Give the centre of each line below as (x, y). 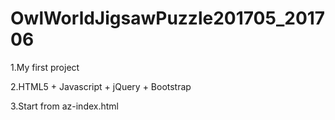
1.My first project (45, 67)
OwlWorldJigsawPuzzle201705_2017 (168, 18)
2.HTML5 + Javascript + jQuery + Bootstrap (101, 86)
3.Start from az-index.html (64, 106)
